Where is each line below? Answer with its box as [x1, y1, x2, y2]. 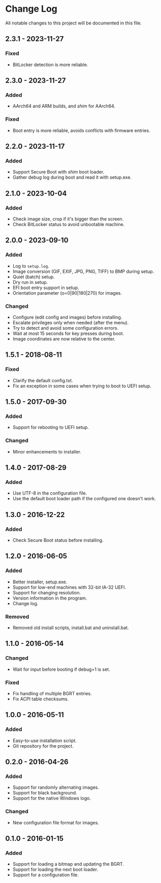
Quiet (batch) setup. [12, 273, 55, 280]
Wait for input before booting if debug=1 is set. [12, 666, 110, 672]
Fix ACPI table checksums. [12, 696, 69, 702]
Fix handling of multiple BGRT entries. [12, 690, 92, 696]
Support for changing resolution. [12, 589, 81, 595]
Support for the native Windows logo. [12, 795, 91, 802]
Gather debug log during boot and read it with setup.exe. [12, 174, 132, 181]
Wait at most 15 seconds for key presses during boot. [12, 330, 124, 336]
